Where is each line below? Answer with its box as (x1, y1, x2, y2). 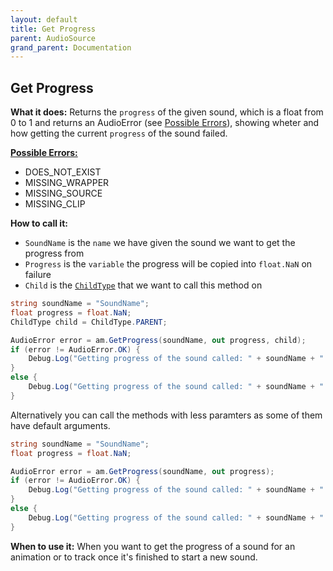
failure (24, 269, 52, 281)
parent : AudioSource (10, 33, 97, 43)
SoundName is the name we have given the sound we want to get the (24, 237, 296, 249)
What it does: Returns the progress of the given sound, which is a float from (10, 106, 324, 118)
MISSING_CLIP (24, 198, 86, 210)
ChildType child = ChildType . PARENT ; (10, 317, 168, 327)
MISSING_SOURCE (24, 187, 103, 200)
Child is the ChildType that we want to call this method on (24, 279, 263, 291)
